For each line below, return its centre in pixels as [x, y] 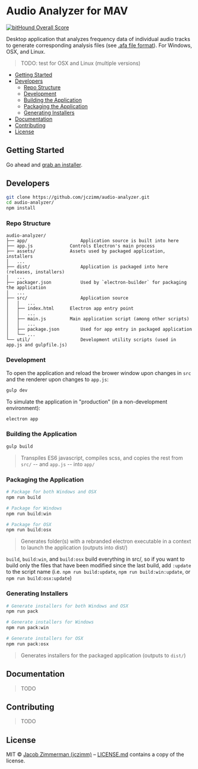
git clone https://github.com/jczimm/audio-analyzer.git [78, 197]
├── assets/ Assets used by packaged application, [86, 251]
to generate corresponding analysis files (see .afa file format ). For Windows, [99, 45]
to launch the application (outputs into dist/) [74, 548]
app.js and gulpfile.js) [37, 345]
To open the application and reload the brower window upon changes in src [99, 373]
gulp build [20, 446]
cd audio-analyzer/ [30, 203]
